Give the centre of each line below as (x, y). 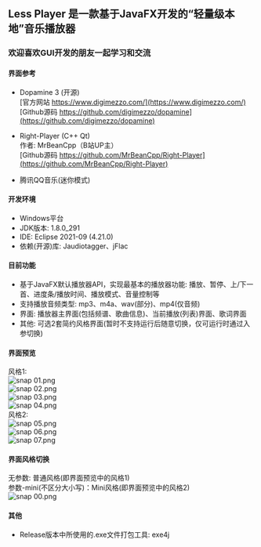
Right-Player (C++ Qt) (54, 136)
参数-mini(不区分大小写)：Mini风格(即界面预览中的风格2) (99, 487)
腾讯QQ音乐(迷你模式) (55, 179)
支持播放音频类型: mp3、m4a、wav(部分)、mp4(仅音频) (110, 303)
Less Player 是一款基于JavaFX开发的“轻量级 (116, 14)
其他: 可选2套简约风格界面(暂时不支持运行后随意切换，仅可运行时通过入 (135, 323)
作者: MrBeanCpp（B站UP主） (69, 145)
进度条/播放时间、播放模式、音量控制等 (96, 294)
